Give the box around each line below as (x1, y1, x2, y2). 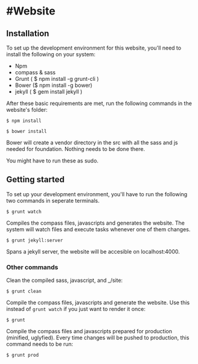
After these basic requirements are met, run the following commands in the (6, 100, 193, 107)
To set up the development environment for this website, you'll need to (6, 44, 182, 51)
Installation (6, 28, 49, 39)
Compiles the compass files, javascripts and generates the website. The (6, 219, 185, 226)
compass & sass (14, 69, 56, 76)
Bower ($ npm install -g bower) (14, 81, 93, 89)
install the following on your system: (6, 51, 96, 58)
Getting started (6, 174, 65, 185)
